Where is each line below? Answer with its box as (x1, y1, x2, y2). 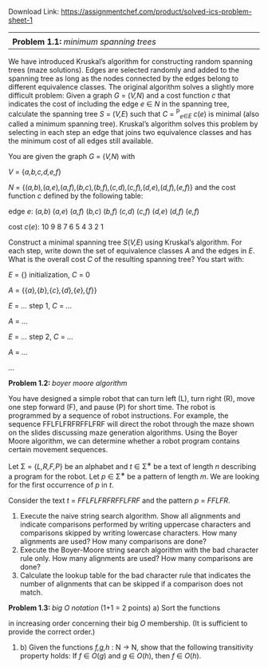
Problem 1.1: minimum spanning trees (12, 36, 157, 47)
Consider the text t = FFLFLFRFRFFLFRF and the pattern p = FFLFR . (8, 495, 231, 505)
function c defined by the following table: (8, 191, 144, 201)
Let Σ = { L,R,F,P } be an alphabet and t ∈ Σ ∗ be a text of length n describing (8, 460, 257, 471)
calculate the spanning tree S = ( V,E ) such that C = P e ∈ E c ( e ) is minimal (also (8, 108, 260, 121)
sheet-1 (8, 15, 33, 25)
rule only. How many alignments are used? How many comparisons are (19, 553, 254, 563)
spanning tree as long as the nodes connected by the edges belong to (8, 74, 239, 83)
